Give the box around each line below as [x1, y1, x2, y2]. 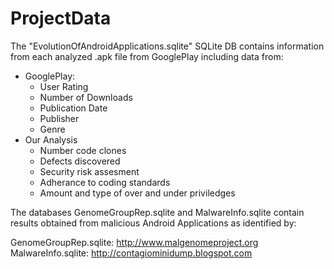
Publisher [39, 112, 80, 124]
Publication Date [39, 102, 108, 114]
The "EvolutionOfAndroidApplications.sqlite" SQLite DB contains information [10, 40, 325, 52]
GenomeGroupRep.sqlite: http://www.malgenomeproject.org [10, 236, 259, 248]
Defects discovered [39, 155, 121, 167]
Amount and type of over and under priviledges [39, 187, 236, 199]
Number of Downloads [39, 91, 133, 103]
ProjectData [10, 7, 112, 30]
